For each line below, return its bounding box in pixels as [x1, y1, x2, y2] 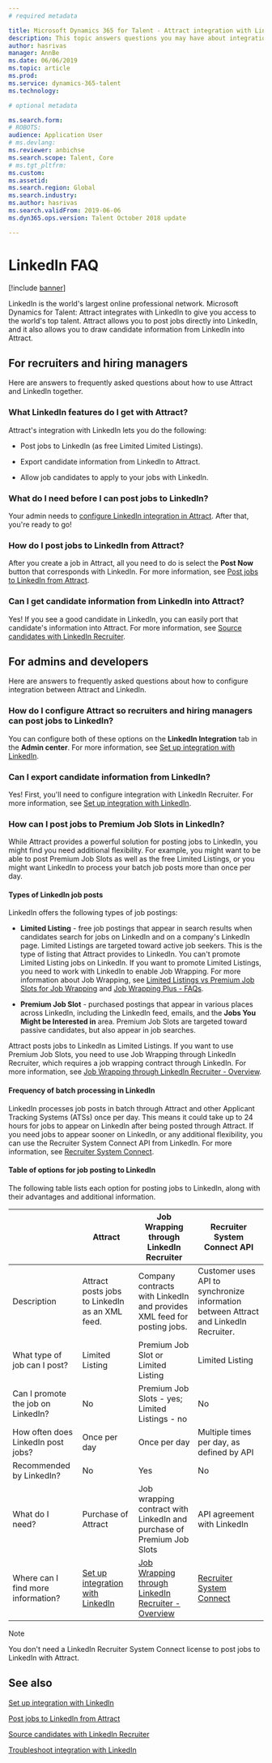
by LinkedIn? [12, 1470, 61, 1481]
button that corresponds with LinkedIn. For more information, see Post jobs [8, 567, 259, 576]
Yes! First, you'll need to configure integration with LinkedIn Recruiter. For [8, 789, 253, 799]
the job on [12, 1397, 51, 1409]
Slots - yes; [138, 1393, 183, 1404]
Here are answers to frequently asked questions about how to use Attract [8, 378, 253, 387]
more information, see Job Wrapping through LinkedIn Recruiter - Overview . [8, 1067, 261, 1076]
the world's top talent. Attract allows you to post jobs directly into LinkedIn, [8, 315, 258, 325]
